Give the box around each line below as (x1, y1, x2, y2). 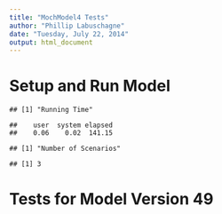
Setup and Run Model (9, 76, 171, 96)
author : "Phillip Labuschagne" (9, 21, 125, 30)
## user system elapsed (9, 121, 114, 130)
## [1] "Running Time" (9, 106, 93, 115)
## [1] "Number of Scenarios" (9, 144, 122, 154)
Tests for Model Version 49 (9, 189, 214, 210)
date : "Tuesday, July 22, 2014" (9, 29, 129, 38)
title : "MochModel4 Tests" (9, 12, 109, 22)
